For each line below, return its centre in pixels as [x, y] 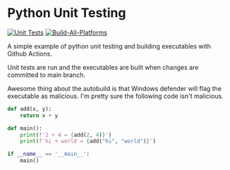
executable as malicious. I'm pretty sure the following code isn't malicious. [115, 96]
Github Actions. [30, 54]
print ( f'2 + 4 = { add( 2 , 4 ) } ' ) [66, 135]
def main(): [25, 128]
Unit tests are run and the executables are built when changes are [103, 67]
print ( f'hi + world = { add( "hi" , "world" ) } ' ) [88, 141]
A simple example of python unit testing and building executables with [109, 46]
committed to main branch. [47, 75]
